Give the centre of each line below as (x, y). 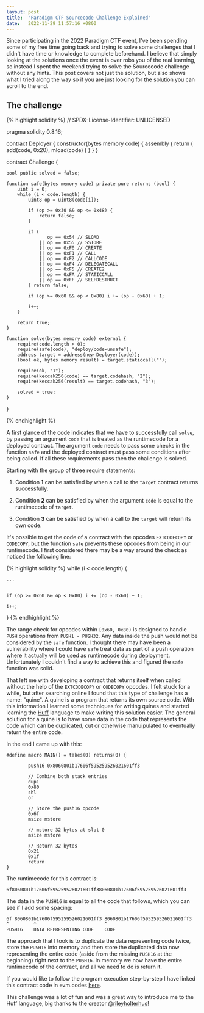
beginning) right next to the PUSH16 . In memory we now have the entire (94, 960)
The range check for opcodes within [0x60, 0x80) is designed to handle (97, 630)
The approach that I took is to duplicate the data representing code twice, (99, 941)
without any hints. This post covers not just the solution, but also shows (96, 73)
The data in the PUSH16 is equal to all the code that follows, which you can (98, 901)
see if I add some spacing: (40, 908)
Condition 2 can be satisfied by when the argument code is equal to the (104, 501)
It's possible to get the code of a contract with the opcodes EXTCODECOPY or (100, 537)
